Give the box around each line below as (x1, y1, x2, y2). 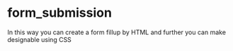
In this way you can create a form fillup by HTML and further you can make (7, 28, 227, 36)
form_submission (7, 5, 112, 21)
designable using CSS (7, 35, 72, 43)
